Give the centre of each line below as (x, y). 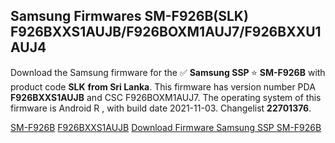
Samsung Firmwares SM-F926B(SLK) (129, 16)
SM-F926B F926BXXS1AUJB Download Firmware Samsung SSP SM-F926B (166, 127)
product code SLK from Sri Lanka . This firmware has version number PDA (163, 86)
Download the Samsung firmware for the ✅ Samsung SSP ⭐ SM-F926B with (168, 72)
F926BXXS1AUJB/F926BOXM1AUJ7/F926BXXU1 (166, 32)
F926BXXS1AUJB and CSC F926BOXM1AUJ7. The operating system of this (166, 97)
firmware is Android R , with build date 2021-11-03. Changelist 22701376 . (161, 108)
